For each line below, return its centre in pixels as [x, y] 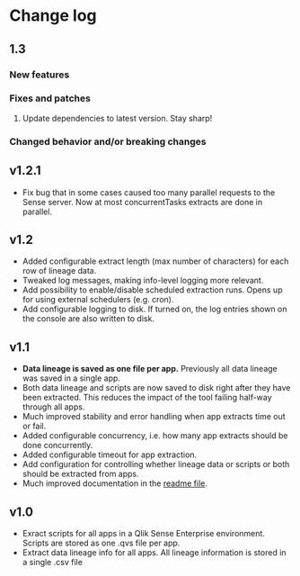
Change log [53, 16]
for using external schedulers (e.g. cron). [98, 300]
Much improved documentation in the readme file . [115, 483]
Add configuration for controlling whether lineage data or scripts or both [156, 464]
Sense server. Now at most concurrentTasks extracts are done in [142, 202]
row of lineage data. [59, 271]
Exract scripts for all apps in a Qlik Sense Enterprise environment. [143, 533]
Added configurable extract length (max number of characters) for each [155, 261]
